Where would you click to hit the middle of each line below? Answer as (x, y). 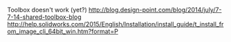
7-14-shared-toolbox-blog (44, 17)
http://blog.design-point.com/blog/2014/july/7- (155, 10)
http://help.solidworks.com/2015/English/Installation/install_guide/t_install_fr (115, 24)
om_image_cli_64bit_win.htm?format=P (63, 31)
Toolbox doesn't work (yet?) (47, 10)
